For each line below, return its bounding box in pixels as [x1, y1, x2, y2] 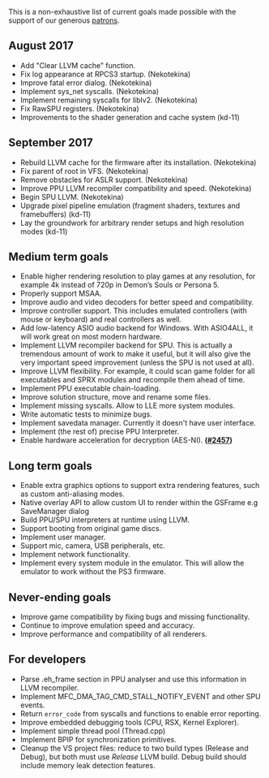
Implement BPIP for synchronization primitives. [19, 734, 177, 744]
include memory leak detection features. [19, 760, 156, 770]
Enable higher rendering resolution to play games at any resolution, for [19, 271, 256, 281]
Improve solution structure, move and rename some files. [19, 392, 211, 402]
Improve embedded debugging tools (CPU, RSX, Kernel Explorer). [19, 717, 239, 727]
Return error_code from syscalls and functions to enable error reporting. [19, 708, 262, 718]
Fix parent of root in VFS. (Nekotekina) [19, 166, 149, 175]
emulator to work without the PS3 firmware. [19, 567, 166, 577]
